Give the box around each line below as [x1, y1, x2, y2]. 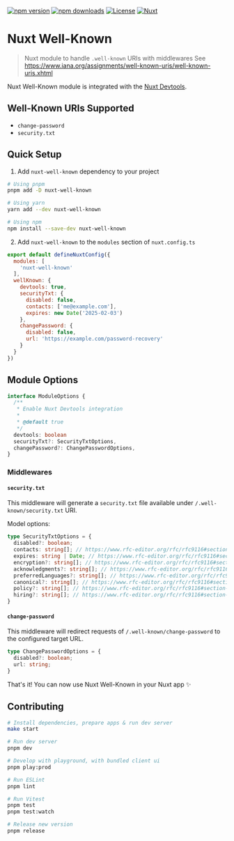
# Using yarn [7, 199, 45, 207]
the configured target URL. [7, 635, 84, 643]
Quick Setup [7, 148, 62, 160]
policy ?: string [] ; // [13, 585, 79, 592]
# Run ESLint [7, 776, 45, 783]
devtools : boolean [13, 431, 68, 438]
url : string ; [13, 661, 52, 668]
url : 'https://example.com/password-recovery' [25, 335, 164, 343]
